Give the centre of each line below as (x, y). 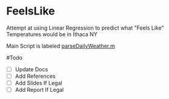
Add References (35, 76)
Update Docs (31, 69)
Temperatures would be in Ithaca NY (52, 34)
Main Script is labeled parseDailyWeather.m (61, 46)
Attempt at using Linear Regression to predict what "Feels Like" (85, 28)
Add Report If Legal (39, 90)
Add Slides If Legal (38, 83)
